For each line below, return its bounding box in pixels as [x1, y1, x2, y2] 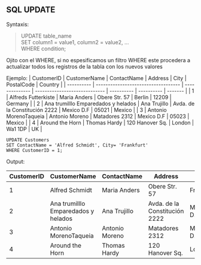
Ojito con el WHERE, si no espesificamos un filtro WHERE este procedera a [6, 56, 190, 63]
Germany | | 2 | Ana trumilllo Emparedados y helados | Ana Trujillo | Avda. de [6, 100, 195, 107]
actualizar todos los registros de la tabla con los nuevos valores [6, 63, 163, 70]
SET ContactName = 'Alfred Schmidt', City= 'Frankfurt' [6, 142, 148, 148]
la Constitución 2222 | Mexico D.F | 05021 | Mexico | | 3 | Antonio [6, 106, 167, 113]
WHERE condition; [20, 45, 66, 52]
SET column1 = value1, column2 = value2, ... [20, 38, 130, 45]
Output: [6, 158, 25, 165]
